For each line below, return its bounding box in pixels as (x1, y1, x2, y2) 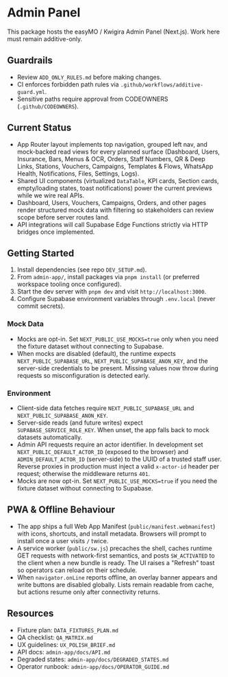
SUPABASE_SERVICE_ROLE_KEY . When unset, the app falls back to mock (16, 425, 210, 433)
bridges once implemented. (16, 228, 95, 236)
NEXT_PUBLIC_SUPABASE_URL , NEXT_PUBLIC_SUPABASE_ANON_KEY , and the (16, 357, 208, 365)
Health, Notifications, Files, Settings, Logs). (16, 169, 140, 178)
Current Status (7, 122, 72, 134)
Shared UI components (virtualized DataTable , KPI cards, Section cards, (16, 176, 219, 185)
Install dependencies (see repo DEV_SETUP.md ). (16, 265, 147, 274)
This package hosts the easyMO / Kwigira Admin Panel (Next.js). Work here (7, 27, 220, 36)
